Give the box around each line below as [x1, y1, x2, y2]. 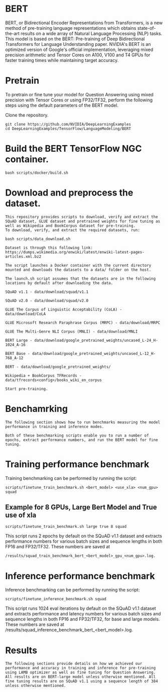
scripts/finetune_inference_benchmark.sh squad [5, 597, 107, 602]
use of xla [5, 511, 37, 520]
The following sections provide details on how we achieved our [5, 661, 142, 666]
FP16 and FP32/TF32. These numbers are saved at [5, 544, 110, 550]
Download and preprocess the [5, 187, 133, 198]
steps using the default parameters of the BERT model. [5, 102, 119, 108]
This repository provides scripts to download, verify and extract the [5, 214, 158, 219]
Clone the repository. [5, 112, 49, 118]
